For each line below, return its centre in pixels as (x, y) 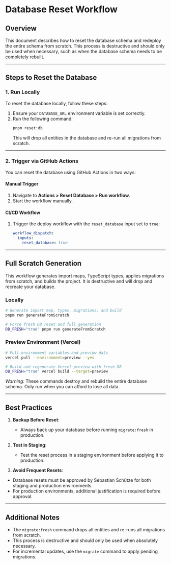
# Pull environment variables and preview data (57, 353)
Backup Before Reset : (36, 420)
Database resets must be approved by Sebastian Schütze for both (82, 480)
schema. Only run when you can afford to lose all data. (63, 387)
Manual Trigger (22, 184)
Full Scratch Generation (44, 263)
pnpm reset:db (27, 128)
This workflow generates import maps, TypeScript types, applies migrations (85, 276)
